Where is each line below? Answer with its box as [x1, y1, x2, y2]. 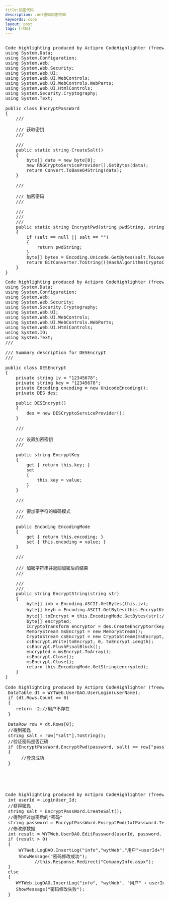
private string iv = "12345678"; [16, 375, 99, 381]
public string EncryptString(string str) [16, 591, 120, 597]
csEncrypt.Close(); [26, 654, 74, 660]
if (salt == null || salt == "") [26, 234, 109, 240]
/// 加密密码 [16, 194, 44, 199]
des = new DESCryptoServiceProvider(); [26, 410, 125, 416]
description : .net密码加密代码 [5, 12, 66, 17]
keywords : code [5, 17, 37, 22]
